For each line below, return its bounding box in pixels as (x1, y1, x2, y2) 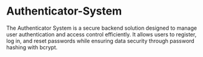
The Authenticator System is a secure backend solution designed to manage (6, 24, 197, 32)
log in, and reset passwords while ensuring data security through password (6, 37, 195, 44)
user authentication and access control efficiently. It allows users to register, (6, 30, 197, 38)
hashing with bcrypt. (6, 44, 58, 51)
